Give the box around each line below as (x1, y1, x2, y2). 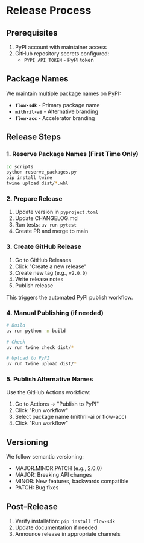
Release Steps (6, 132, 61, 142)
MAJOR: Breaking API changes (14, 471, 92, 479)
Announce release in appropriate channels (14, 530, 121, 538)
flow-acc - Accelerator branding (14, 114, 95, 121)
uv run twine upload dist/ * (6, 361, 77, 367)
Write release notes (14, 275, 64, 283)
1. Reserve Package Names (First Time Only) (6, 150, 139, 159)
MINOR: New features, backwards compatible (14, 477, 129, 485)
